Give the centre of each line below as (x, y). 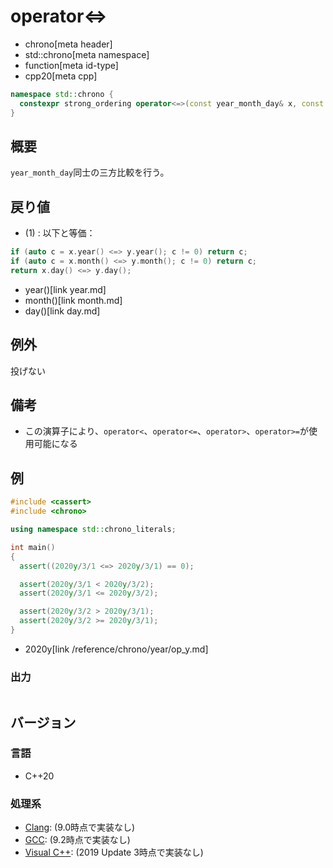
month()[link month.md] (73, 300)
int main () (33, 547)
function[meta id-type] (71, 65)
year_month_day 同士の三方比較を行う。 (90, 172)
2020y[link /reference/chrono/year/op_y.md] (116, 649)
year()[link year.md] (65, 289)
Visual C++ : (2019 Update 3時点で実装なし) (114, 852)
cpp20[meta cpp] (61, 76)
